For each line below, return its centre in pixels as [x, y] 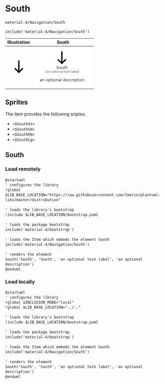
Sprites [17, 102]
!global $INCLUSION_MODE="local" [40, 302]
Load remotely [23, 169]
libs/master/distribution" [33, 200]
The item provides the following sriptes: [46, 114]
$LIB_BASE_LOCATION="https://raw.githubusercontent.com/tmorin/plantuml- [83, 195]
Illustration [19, 42]
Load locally [20, 281]
